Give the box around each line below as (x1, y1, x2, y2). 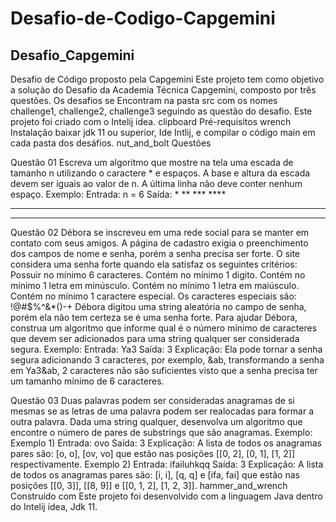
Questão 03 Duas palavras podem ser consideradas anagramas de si (10, 395, 295, 406)
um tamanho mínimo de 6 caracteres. (10, 375, 165, 387)
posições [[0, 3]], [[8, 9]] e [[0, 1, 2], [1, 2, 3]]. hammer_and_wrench (10, 480, 288, 491)
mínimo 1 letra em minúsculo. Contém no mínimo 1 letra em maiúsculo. (10, 280, 300, 291)
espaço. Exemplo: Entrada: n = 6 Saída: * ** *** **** (10, 188, 227, 200)
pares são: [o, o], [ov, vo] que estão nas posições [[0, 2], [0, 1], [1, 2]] (10, 448, 296, 459)
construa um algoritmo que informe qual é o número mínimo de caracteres (10, 322, 318, 334)
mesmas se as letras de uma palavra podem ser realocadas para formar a (10, 405, 314, 417)
